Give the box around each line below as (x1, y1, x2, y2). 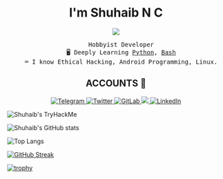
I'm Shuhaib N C (68, 5, 164, 21)
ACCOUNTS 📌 (86, 77, 146, 89)
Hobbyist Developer (88, 40, 154, 48)
